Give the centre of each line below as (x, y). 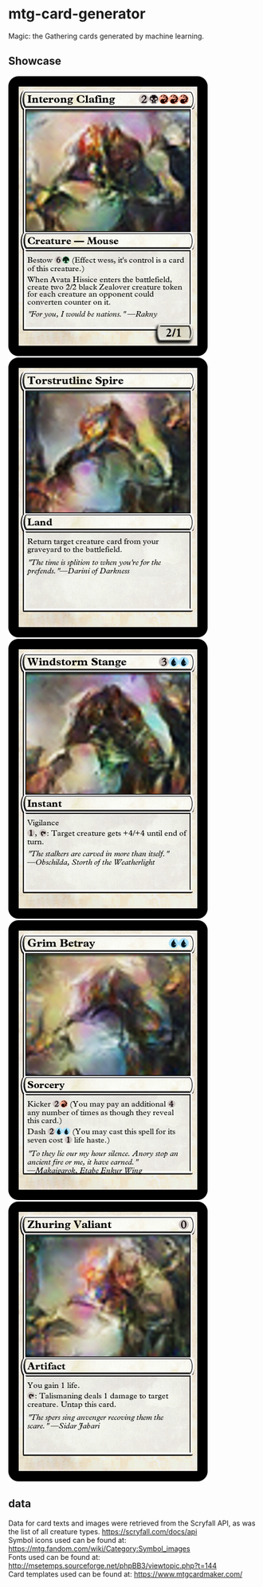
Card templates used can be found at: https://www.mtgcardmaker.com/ (126, 1574)
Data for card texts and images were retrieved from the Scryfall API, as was (132, 1523)
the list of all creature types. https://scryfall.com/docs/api (103, 1531)
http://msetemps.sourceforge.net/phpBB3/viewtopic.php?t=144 (113, 1565)
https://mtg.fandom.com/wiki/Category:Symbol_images (99, 1549)
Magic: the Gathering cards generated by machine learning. (106, 36)
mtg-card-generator (77, 14)
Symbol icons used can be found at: (67, 1540)
